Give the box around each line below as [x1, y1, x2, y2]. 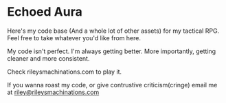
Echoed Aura [7, 4, 82, 20]
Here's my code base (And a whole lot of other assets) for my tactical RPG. [7, 27, 220, 35]
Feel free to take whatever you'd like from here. [7, 33, 142, 42]
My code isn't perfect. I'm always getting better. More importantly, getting [7, 47, 216, 55]
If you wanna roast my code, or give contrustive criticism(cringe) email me [7, 80, 218, 89]
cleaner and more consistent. [7, 54, 90, 62]
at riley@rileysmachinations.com [7, 88, 100, 96]
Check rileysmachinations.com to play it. [7, 68, 122, 76]
